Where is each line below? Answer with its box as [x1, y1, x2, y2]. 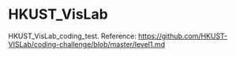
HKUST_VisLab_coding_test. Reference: [8, 31, 137, 41]
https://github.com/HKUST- [137, 31, 228, 41]
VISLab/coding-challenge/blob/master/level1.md [8, 39, 166, 48]
